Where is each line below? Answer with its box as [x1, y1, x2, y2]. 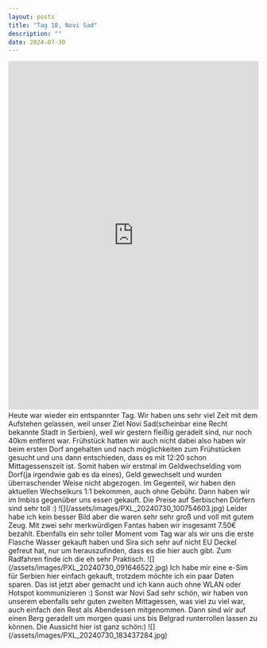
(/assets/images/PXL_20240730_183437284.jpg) [8, 630, 168, 640]
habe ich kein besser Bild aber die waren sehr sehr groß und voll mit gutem [8, 512, 254, 521]
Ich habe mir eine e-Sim [169, 563, 249, 572]
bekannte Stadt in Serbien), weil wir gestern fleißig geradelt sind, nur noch [8, 427, 253, 437]
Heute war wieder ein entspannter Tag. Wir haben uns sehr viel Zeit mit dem [8, 411, 258, 420]
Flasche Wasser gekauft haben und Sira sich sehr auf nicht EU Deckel [8, 537, 237, 547]
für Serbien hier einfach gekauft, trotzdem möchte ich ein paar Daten [8, 572, 234, 581]
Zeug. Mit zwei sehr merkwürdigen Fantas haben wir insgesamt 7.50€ [8, 521, 237, 530]
